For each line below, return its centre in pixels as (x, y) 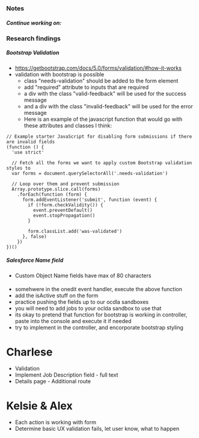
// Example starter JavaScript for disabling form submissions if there (99, 137)
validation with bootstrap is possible (60, 74)
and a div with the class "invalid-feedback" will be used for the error (109, 106)
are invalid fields (31, 142)
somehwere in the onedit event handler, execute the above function (98, 289)
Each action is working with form (55, 422)
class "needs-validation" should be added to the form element (101, 81)
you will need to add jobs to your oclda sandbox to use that (88, 309)
